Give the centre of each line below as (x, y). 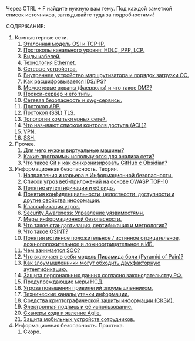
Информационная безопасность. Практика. (69, 325)
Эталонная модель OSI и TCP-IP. (64, 44)
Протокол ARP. (42, 106)
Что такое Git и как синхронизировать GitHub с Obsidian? (95, 163)
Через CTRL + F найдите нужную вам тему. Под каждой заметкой (89, 9)
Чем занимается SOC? (52, 250)
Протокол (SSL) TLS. (49, 112)
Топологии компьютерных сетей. (65, 119)
